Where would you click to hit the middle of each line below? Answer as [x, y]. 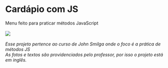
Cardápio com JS [42, 9]
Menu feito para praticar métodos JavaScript [52, 23]
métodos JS [18, 49]
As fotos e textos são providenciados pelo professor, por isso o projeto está [84, 54]
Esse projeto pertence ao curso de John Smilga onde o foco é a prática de [83, 44]
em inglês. [16, 60]
